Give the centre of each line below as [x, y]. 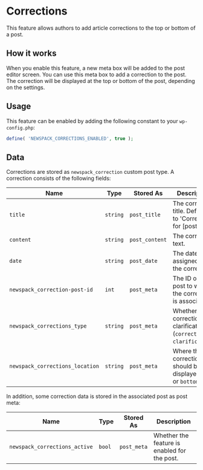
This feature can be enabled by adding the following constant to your [92, 121]
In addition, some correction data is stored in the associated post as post [97, 396]
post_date [144, 261]
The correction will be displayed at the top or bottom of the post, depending [101, 81]
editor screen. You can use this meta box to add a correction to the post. [96, 74]
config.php [20, 128]
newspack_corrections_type [48, 326]
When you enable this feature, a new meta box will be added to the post [96, 68]
